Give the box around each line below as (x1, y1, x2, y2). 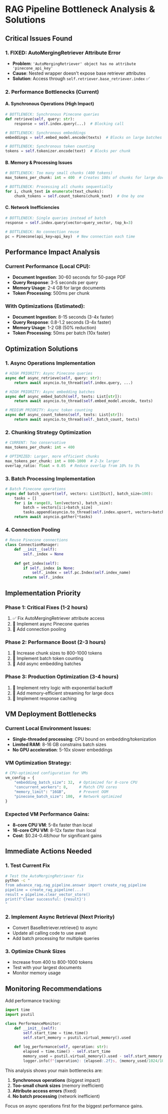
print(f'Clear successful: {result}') (5, 897, 86, 902)
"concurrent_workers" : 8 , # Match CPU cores (14, 785, 117, 790)
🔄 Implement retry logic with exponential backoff (12, 685, 113, 691)
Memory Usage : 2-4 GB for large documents (12, 285, 106, 291)
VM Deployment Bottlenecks (5, 710, 96, 718)
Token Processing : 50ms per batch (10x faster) (12, 330, 110, 336)
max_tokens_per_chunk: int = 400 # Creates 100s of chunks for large (5, 175, 155, 180)
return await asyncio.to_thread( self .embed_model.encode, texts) (14, 398, 153, 404)
